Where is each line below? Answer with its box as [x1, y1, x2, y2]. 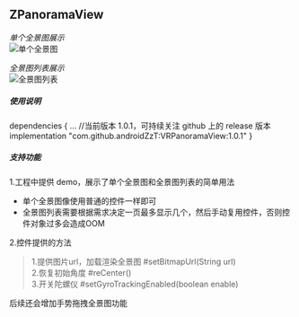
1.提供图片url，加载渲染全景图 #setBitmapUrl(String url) [31, 256, 236, 267]
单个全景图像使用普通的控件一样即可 [22, 195, 157, 206]
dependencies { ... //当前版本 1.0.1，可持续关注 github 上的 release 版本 [9, 120, 271, 131]
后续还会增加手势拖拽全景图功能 [9, 297, 128, 308]
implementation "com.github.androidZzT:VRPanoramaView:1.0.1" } [9, 130, 253, 141]
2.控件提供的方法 [9, 237, 72, 248]
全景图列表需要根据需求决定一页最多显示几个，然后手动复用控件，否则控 [22, 207, 290, 217]
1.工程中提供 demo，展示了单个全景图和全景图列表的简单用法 [9, 176, 235, 187]
